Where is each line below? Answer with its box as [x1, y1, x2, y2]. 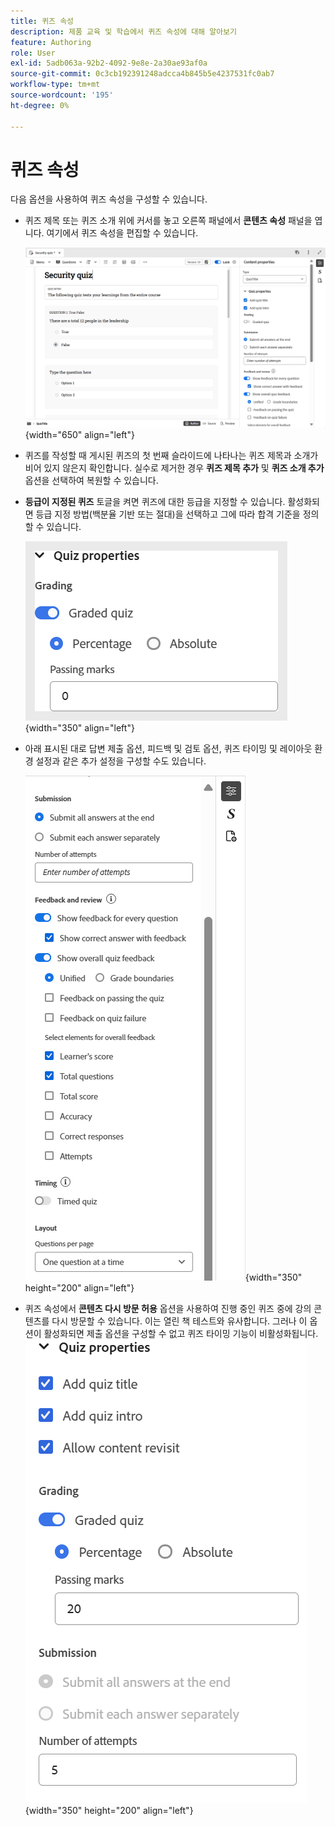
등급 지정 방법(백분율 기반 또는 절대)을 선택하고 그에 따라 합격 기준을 [35, 508, 301, 520]
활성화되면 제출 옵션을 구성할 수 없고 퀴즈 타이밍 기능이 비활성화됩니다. [43, 1327, 319, 1339]
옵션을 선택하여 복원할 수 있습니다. [24, 474, 159, 486]
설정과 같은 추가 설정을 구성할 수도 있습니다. [35, 755, 207, 767]
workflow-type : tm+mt [10, 80, 101, 90]
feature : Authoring [10, 37, 92, 47]
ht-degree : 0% [10, 100, 70, 110]
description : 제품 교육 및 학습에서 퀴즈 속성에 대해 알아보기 [10, 26, 237, 37]
